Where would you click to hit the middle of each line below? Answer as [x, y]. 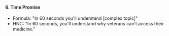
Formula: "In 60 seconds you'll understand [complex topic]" [75, 18]
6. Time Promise [23, 7]
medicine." [24, 29]
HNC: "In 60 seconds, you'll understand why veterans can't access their [88, 24]
